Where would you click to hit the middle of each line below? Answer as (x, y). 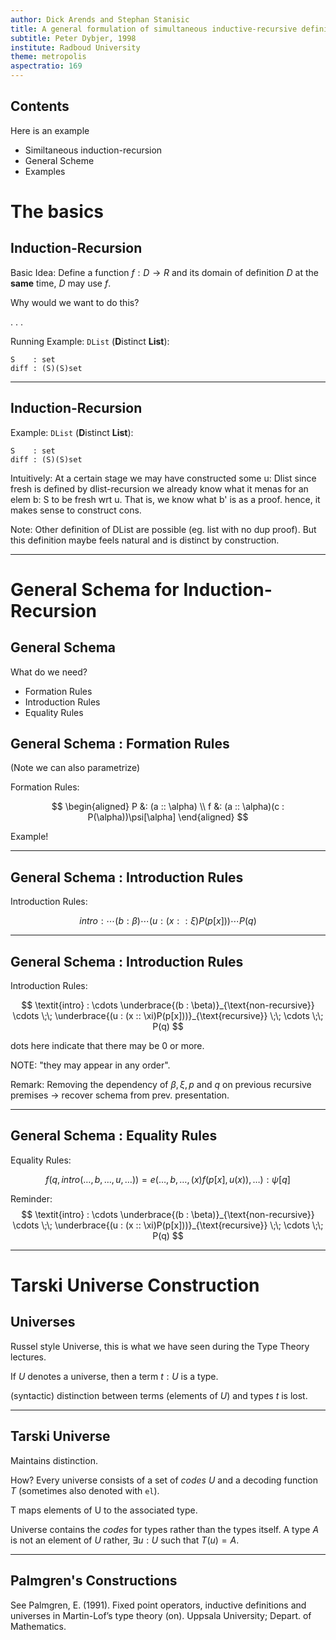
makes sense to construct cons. (76, 510)
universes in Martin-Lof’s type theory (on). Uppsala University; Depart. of (161, 1615)
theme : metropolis (48, 57)
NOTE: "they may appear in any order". (90, 1065)
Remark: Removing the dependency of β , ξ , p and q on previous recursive (161, 1085)
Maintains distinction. (54, 1460)
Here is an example (50, 130)
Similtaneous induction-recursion (93, 150)
